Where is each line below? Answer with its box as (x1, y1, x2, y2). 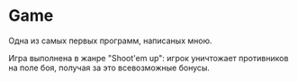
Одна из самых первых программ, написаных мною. (8, 35, 212, 46)
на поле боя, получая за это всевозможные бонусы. (8, 62, 211, 73)
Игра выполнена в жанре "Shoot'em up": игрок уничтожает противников (8, 52, 289, 63)
